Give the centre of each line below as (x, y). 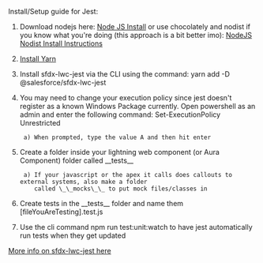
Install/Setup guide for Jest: (53, 11)
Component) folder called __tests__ (77, 160)
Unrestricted (40, 123)
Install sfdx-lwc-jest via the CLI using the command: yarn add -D (125, 74)
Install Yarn (38, 59)
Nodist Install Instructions (61, 43)
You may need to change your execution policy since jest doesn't (126, 98)
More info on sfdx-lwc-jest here (60, 251)
